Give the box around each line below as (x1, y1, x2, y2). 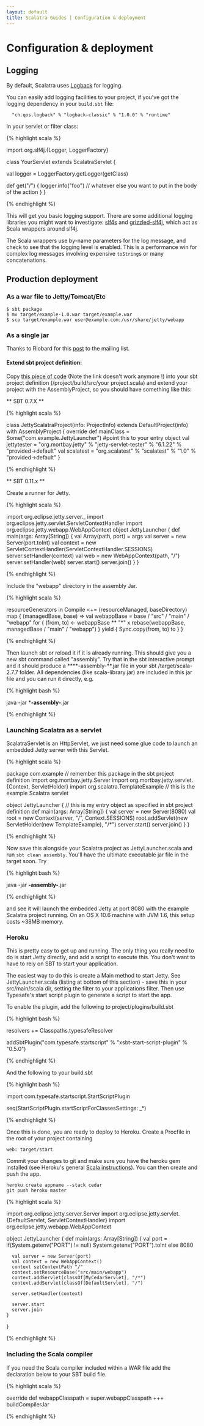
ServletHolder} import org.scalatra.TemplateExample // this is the (31, 782, 195, 790)
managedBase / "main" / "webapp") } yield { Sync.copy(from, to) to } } (6, 625, 183, 633)
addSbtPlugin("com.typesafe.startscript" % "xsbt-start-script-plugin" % (6, 1039, 188, 1046)
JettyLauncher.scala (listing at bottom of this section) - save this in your (6, 978, 188, 986)
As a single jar (6, 331, 49, 340)
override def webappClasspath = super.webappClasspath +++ (6, 1394, 164, 1402)
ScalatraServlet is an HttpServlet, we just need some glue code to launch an (6, 740, 198, 747)
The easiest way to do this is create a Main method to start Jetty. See (6, 972, 181, 979)
